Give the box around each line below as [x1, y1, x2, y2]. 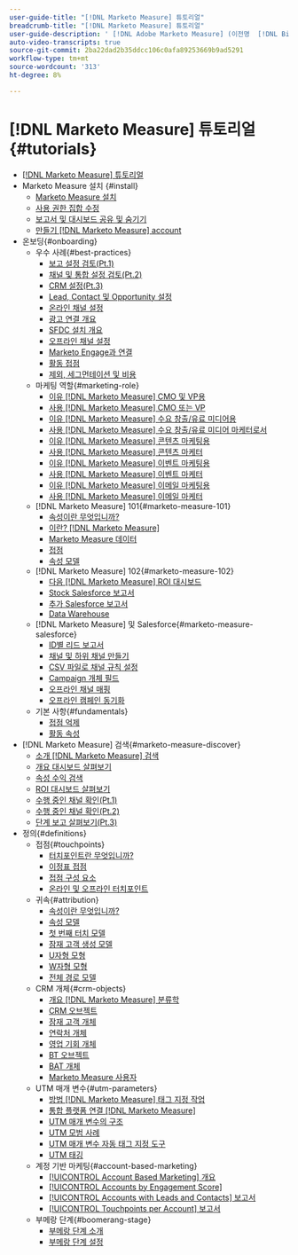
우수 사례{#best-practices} [35, 247, 131, 257]
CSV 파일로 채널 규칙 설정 [48, 662, 138, 672]
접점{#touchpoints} [35, 839, 106, 850]
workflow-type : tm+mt [9, 54, 90, 63]
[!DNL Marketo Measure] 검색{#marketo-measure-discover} [21, 739, 241, 749]
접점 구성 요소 [48, 872, 97, 882]
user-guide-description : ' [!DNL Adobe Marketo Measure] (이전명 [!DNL [9, 29, 278, 38]
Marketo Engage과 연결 [48, 347, 133, 357]
